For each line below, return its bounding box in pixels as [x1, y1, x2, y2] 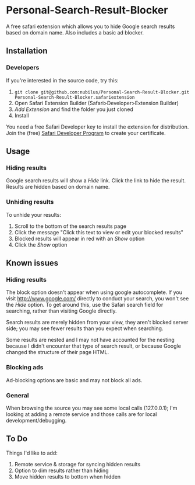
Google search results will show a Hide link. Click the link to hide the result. [6, 177, 186, 184]
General [6, 391, 29, 399]
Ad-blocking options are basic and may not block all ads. [6, 376, 143, 383]
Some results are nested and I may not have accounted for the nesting [6, 337, 175, 344]
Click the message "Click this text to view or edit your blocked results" [14, 228, 183, 235]
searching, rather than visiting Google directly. [6, 307, 117, 314]
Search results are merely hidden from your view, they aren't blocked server [6, 319, 189, 326]
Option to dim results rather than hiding [14, 467, 109, 474]
